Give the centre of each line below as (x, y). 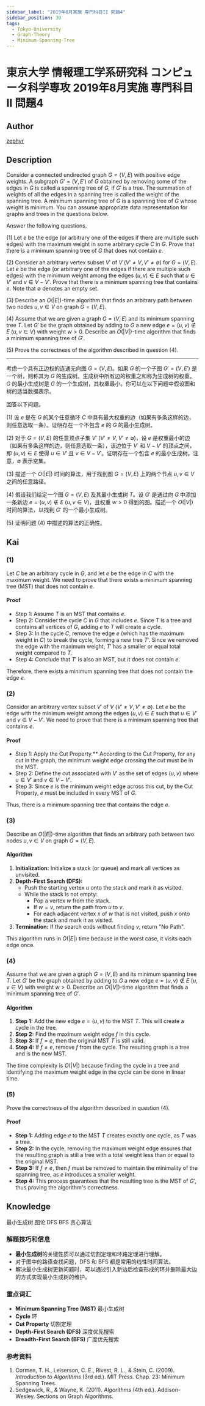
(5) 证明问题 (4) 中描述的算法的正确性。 (56, 523)
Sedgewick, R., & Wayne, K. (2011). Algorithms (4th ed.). (85, 1390)
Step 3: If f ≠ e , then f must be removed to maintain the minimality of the (106, 1168)
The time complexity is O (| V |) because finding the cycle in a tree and (93, 1066)
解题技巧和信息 (28, 1240)
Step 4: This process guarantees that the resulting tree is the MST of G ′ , (106, 1181)
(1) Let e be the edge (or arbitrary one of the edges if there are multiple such (102, 237)
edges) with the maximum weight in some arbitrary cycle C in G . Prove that (100, 244)
